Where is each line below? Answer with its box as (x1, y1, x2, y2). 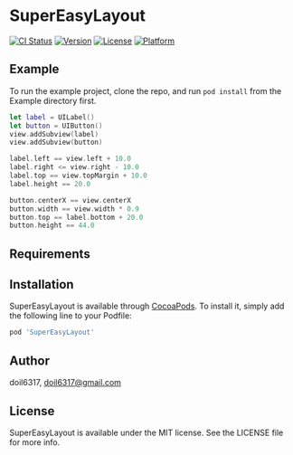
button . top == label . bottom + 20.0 (9, 213, 144, 222)
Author (9, 353, 50, 368)
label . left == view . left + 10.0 (9, 155, 131, 164)
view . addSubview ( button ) (9, 137, 103, 147)
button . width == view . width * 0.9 (9, 204, 140, 213)
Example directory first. (9, 95, 97, 106)
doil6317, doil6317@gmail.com (9, 377, 122, 388)
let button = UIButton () (9, 121, 103, 130)
